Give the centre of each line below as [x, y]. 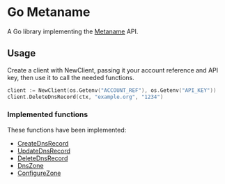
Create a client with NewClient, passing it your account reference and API [113, 70]
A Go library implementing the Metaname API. [73, 31]
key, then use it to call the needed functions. [71, 77]
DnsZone [30, 165]
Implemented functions [48, 114]
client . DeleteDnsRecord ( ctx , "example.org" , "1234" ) [85, 97]
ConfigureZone [39, 173]
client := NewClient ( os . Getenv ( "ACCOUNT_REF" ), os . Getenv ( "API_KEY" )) [112, 90]
